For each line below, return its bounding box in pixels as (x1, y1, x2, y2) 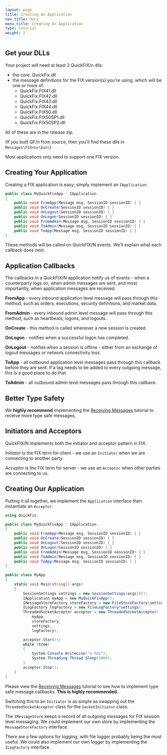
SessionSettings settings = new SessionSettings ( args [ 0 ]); (23, 591, 148, 596)
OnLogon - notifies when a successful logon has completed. (5, 335, 129, 341)
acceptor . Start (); (23, 637, 61, 642)
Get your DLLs (5, 49, 50, 57)
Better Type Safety (5, 394, 65, 402)
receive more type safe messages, (5, 412, 76, 418)
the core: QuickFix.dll (12, 72, 56, 78)
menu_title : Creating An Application (5, 21, 83, 26)
